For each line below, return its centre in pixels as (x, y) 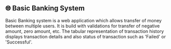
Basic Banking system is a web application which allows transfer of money (83, 20)
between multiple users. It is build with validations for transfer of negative (82, 26)
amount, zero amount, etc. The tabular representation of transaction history (85, 31)
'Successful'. (19, 42)
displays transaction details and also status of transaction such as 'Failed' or (86, 36)
